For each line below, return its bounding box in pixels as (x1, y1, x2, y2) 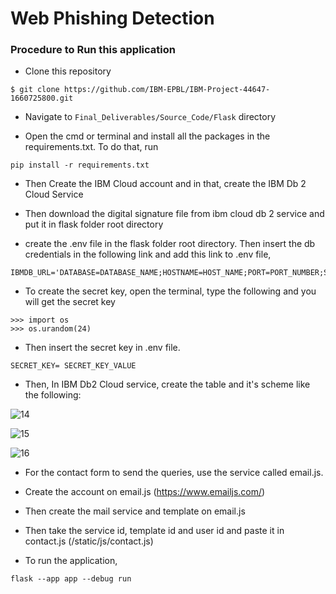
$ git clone (10, 85, 60, 95)
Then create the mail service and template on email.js (24, 505, 246, 517)
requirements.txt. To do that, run (24, 141, 159, 153)
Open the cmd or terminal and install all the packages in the (24, 130, 271, 142)
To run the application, (24, 555, 118, 567)
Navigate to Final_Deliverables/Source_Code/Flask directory (24, 111, 277, 123)
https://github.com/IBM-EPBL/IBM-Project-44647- (63, 85, 271, 95)
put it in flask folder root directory (24, 218, 164, 231)
